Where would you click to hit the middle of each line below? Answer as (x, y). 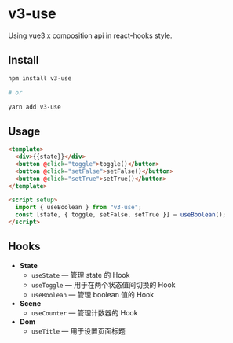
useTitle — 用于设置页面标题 (78, 330)
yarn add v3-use (35, 107)
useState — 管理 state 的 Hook (80, 275)
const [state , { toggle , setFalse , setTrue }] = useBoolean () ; (120, 215)
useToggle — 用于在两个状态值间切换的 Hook (103, 285)
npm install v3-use (40, 78)
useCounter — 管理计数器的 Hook (84, 312)
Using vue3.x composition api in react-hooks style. (90, 35)
